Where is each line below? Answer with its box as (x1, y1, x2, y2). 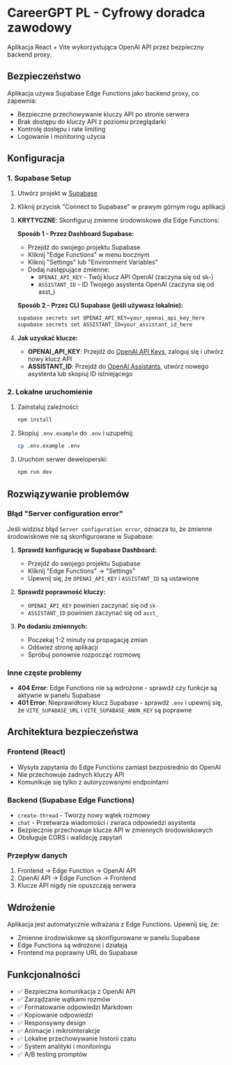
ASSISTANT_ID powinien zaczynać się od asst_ (27, 609, 159, 617)
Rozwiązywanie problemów (7, 488, 130, 500)
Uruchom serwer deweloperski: (17, 455, 108, 463)
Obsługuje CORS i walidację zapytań (17, 833, 123, 842)
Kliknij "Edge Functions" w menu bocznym (27, 251, 150, 259)
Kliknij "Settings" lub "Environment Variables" (27, 258, 159, 267)
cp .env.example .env (17, 442, 80, 449)
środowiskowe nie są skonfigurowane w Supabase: (7, 532, 155, 540)
